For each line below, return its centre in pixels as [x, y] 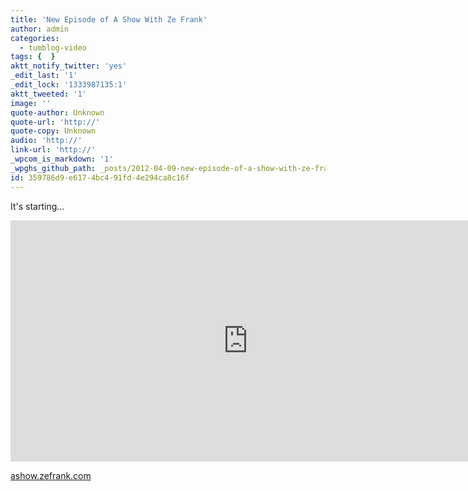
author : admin [40, 29]
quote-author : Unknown [57, 112]
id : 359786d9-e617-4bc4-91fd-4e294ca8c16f [100, 177]
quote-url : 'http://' [55, 122]
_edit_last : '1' [44, 76]
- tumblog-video [53, 47]
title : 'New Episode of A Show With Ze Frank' [109, 19]
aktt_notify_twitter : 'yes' [69, 66]
